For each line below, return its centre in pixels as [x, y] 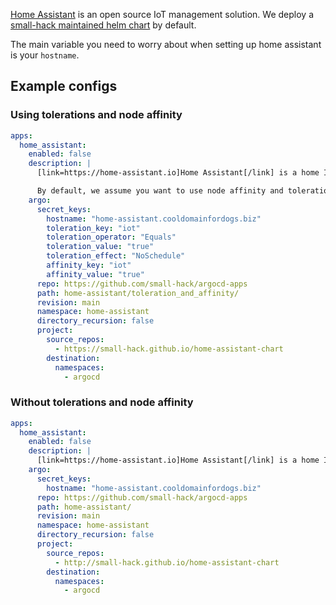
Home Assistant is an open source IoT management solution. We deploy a [162, 14]
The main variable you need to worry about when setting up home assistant [166, 44]
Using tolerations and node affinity [96, 115]
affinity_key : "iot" [89, 265]
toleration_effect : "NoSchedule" [116, 256]
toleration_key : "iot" [93, 228]
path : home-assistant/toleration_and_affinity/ [138, 293]
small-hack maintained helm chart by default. [103, 25]
